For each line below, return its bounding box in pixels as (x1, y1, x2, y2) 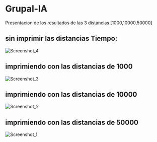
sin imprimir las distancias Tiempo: (5, 34, 118, 43)
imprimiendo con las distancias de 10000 (5, 90, 137, 99)
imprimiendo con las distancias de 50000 (5, 118, 139, 126)
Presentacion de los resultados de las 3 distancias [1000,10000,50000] (5, 20, 152, 26)
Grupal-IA (5, 3, 48, 15)
